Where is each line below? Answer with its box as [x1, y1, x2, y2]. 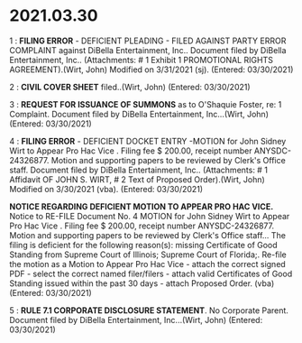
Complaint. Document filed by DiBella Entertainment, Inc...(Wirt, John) [9, 108, 269, 119]
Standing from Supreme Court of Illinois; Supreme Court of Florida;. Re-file [9, 249, 287, 260]
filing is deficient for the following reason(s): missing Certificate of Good [9, 239, 278, 250]
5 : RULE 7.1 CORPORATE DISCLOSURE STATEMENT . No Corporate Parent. [9, 304, 288, 316]
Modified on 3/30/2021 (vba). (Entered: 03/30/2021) [9, 183, 204, 194]
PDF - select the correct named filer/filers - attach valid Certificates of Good [9, 268, 293, 279]
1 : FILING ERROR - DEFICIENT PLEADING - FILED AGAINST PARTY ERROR [9, 35, 287, 46]
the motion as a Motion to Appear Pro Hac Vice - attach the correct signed [9, 258, 286, 269]
